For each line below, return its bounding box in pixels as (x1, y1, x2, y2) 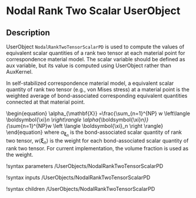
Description (6, 28, 50, 38)
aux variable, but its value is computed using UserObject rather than (6, 62, 172, 69)
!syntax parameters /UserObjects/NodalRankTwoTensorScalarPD (6, 162, 164, 169)
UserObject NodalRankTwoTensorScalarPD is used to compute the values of (6, 43, 184, 50)
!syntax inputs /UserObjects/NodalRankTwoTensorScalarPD (6, 174, 151, 181)
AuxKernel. (6, 68, 33, 75)
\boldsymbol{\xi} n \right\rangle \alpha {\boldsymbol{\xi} (6, 116, 141, 123)
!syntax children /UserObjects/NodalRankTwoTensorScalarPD (6, 185, 155, 192)
